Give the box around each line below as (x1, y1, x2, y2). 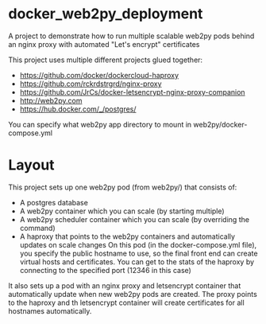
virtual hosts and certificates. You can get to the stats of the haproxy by (19, 256, 255, 267)
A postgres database (19, 197, 89, 207)
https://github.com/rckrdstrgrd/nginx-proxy (19, 79, 162, 88)
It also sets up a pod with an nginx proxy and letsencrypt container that (8, 280, 241, 291)
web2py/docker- (193, 119, 248, 129)
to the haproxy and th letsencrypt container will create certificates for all (8, 298, 245, 307)
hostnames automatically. (8, 306, 92, 315)
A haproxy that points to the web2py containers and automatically (19, 232, 236, 241)
